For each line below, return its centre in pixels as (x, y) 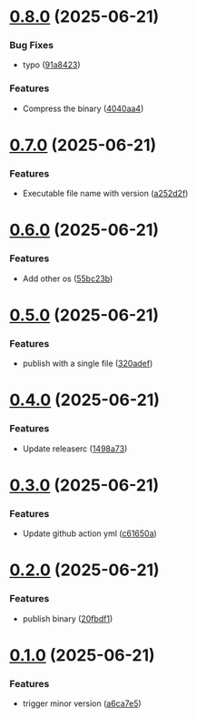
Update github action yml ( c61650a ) (89, 533)
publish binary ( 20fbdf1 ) (68, 618)
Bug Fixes (32, 46)
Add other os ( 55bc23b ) (68, 278)
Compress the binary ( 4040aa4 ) (83, 108)
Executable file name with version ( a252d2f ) (105, 194)
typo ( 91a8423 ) (51, 65)
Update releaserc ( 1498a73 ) (75, 449)
